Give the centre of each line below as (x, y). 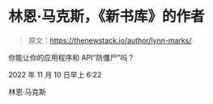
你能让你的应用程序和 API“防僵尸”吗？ (72, 57)
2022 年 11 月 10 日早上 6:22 (55, 74)
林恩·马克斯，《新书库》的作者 (106, 17)
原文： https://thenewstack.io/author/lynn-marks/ (110, 40)
